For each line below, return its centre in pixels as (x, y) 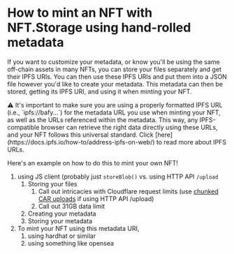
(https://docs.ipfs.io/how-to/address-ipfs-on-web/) (81, 142)
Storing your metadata (60, 221)
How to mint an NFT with (80, 13)
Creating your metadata (62, 214)
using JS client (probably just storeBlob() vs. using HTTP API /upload (118, 177)
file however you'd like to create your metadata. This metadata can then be (115, 84)
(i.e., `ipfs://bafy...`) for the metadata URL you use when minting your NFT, (114, 112)
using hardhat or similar (62, 236)
